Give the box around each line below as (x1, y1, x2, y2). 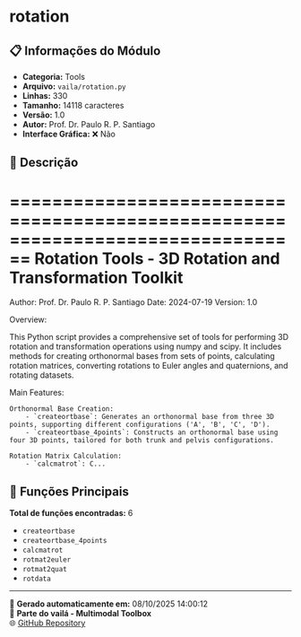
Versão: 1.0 (21, 109, 65, 120)
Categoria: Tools (21, 72, 85, 82)
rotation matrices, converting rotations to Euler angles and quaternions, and (9, 361, 288, 371)
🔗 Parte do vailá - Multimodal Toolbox (9, 608, 152, 619)
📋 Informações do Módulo (9, 43, 161, 58)
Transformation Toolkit (9, 267, 184, 288)
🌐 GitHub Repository (9, 617, 86, 629)
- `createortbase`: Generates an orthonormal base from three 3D (25, 413, 275, 422)
